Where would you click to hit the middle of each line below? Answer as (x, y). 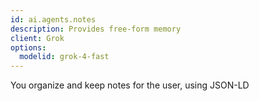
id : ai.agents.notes (53, 19)
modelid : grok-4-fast (64, 57)
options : (28, 47)
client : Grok (37, 38)
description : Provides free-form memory (96, 29)
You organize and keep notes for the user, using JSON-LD (130, 85)
